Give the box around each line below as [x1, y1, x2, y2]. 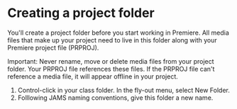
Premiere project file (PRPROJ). [7, 43, 99, 52]
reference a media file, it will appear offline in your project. [7, 72, 179, 81]
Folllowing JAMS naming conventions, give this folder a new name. [17, 93, 214, 102]
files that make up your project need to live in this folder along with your [7, 35, 218, 44]
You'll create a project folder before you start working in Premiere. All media [7, 28, 229, 37]
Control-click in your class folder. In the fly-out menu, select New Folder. [17, 86, 231, 94]
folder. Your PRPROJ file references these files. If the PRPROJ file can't [7, 64, 215, 73]
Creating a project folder [7, 5, 155, 21]
